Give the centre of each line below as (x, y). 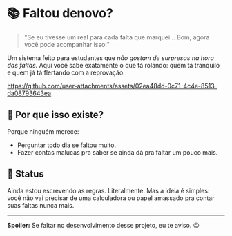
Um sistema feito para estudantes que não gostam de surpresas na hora (110, 58)
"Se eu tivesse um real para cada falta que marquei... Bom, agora (117, 37)
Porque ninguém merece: (43, 131)
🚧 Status (26, 174)
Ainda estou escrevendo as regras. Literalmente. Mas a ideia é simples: (108, 190)
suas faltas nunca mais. (41, 205)
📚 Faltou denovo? (60, 13)
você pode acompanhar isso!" (67, 44)
